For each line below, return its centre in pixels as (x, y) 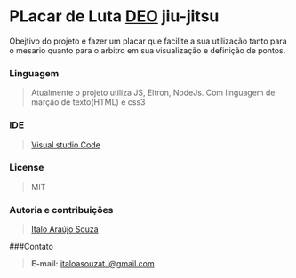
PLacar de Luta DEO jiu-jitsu (114, 16)
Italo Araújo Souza (65, 229)
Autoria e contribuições (61, 210)
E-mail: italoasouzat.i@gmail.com (93, 264)
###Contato (31, 247)
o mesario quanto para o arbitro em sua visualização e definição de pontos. (148, 50)
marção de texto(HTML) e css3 (88, 102)
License (27, 168)
